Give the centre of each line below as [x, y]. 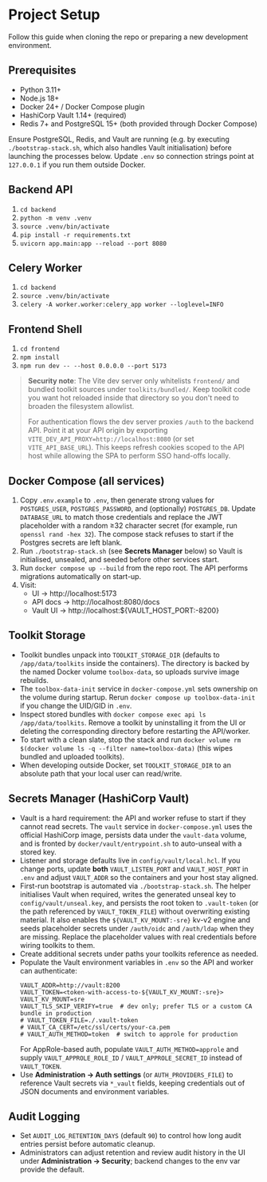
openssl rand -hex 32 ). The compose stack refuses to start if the [126, 534]
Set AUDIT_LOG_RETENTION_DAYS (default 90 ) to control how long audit [130, 1136]
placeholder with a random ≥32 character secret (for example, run [128, 526]
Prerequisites [42, 71]
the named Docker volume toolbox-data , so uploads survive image [130, 672]
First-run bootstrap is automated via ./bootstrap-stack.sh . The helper [135, 886]
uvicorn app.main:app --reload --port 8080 [93, 244]
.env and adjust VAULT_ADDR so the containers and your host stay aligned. [139, 877]
